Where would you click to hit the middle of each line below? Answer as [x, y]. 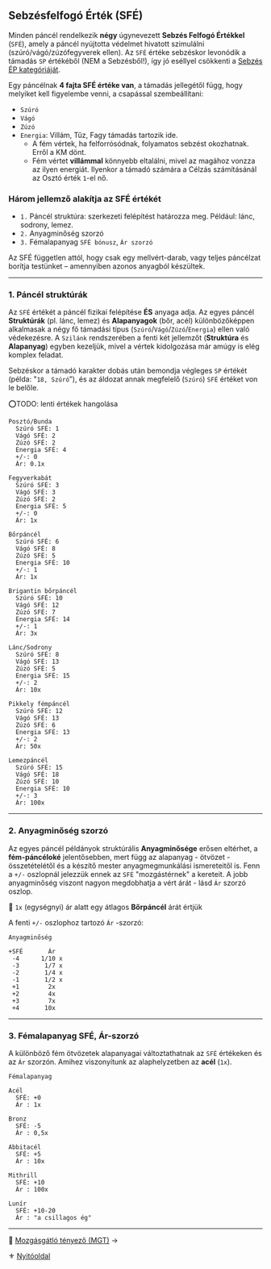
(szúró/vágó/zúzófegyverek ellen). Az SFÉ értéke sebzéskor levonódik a [127, 52]
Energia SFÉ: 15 [43, 676]
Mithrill [23, 1175]
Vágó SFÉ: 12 [38, 605]
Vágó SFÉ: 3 [36, 493]
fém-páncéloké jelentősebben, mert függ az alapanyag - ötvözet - [119, 857]
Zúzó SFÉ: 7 [36, 612]
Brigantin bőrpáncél [43, 591]
